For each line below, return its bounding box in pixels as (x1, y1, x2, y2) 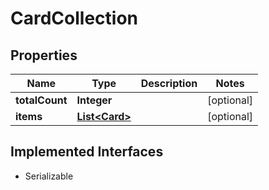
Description (140, 77, 198, 90)
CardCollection (10, 7, 138, 30)
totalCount (15, 93, 68, 107)
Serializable (24, 170, 74, 182)
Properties (10, 47, 78, 64)
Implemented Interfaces (10, 143, 164, 161)
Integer (76, 93, 113, 107)
